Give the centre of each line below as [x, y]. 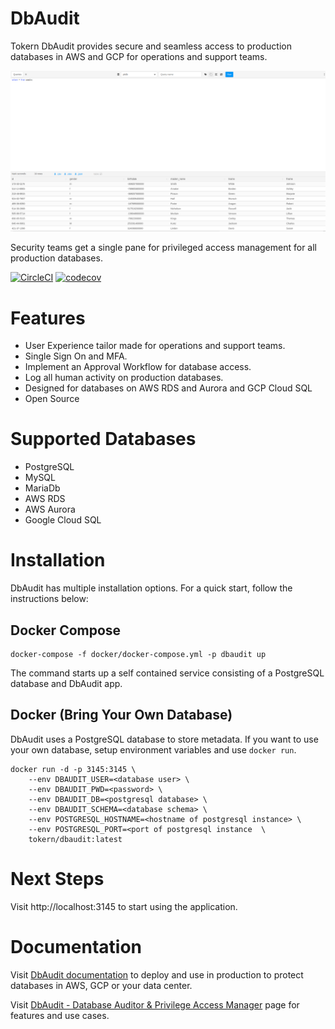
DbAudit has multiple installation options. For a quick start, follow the [151, 588]
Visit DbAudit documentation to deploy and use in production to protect [157, 974]
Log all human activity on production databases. [124, 378]
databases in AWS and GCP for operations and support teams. [139, 56]
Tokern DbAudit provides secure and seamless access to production [151, 46]
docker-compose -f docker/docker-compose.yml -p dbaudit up [138, 654]
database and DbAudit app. [66, 683]
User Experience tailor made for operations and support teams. [155, 346]
